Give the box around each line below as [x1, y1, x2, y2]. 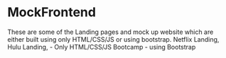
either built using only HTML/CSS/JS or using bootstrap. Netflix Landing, [7, 35, 220, 43]
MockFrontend [7, 4, 96, 21]
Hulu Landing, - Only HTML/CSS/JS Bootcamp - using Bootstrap [7, 42, 196, 51]
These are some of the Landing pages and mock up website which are [7, 28, 214, 36]
